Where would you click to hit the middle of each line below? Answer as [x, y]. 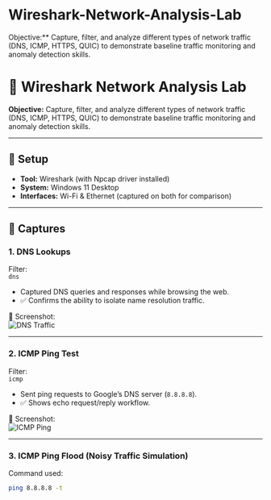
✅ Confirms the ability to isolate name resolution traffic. [112, 301]
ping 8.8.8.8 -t [35, 488]
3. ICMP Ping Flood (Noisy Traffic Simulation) [98, 456]
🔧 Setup [29, 159]
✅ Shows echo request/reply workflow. [85, 402]
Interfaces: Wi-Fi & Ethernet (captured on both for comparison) [126, 196]
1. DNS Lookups [40, 252]
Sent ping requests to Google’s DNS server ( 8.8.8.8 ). [108, 394]
